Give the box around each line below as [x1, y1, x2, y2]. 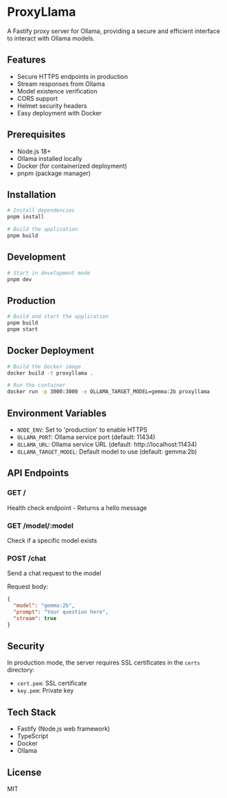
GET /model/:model [7, 520, 74, 530]
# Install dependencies [7, 207, 75, 214]
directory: [7, 666, 35, 674]
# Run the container [7, 382, 67, 389]
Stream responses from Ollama [16, 80, 105, 88]
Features [7, 54, 46, 66]
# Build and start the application [7, 313, 109, 320]
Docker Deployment [7, 345, 95, 357]
